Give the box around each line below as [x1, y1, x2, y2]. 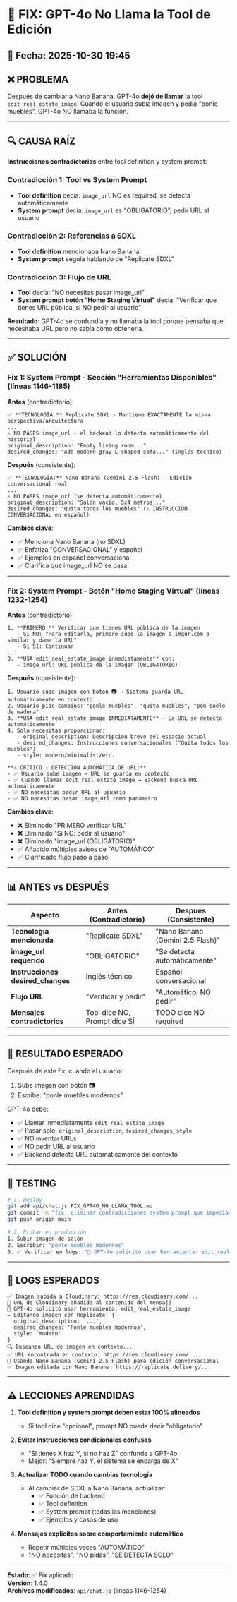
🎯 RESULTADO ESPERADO [7, 1048, 123, 1060]
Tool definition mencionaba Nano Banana [17, 247, 140, 255]
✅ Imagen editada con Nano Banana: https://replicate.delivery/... [7, 1363, 212, 1371]
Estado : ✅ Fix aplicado [7, 1571, 74, 1579]
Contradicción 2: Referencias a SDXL [7, 231, 136, 241]
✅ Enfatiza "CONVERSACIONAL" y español [17, 545, 142, 553]
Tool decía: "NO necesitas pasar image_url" [17, 289, 145, 297]
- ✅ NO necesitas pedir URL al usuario [7, 789, 126, 796]
